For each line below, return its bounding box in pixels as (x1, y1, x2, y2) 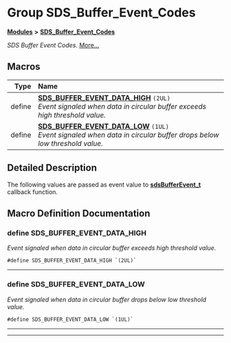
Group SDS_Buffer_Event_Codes (7, 5, 196, 21)
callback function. (7, 187, 58, 196)
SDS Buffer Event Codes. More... (7, 41, 100, 49)
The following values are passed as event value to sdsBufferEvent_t (7, 180, 201, 189)
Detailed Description (7, 162, 98, 174)
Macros (7, 61, 41, 73)
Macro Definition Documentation (7, 207, 151, 219)
